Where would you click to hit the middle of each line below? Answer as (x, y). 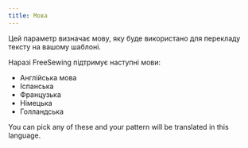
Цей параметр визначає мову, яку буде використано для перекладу (124, 38)
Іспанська (37, 86)
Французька (41, 94)
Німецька (36, 103)
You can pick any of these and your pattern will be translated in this (118, 127)
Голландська (42, 111)
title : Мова (28, 16)
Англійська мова (48, 77)
